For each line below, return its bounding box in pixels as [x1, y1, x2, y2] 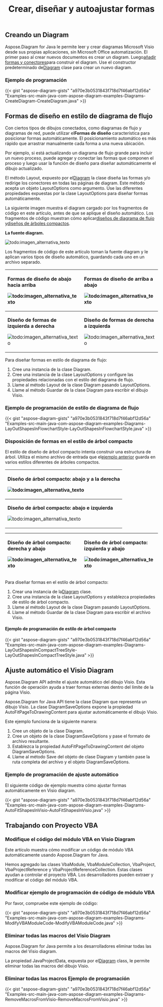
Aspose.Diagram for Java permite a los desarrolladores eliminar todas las [5, 943, 152, 949]
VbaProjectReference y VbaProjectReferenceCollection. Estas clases [5, 867, 143, 873]
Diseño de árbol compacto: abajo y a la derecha [7, 476, 120, 483]
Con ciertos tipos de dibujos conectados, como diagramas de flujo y [5, 125, 142, 131]
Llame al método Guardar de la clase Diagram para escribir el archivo [12, 610, 151, 615]
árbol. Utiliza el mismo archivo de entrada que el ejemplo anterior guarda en [5, 454, 156, 460]
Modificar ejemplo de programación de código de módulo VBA [5, 889, 155, 896]
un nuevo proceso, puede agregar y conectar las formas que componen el [5, 155, 154, 161]
